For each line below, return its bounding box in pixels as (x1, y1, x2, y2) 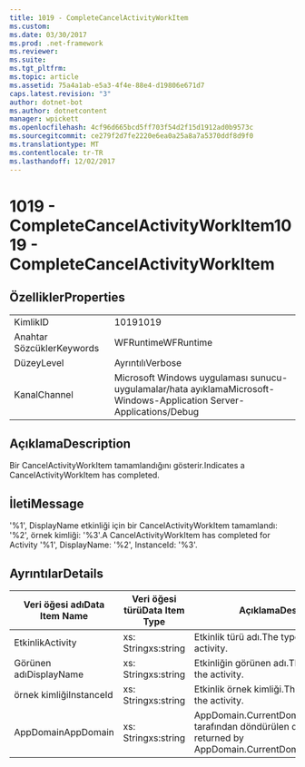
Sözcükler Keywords (14, 341, 100, 354)
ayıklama (190, 382, 229, 395)
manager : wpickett (9, 114, 79, 123)
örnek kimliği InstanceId (14, 688, 113, 701)
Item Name (39, 609, 89, 622)
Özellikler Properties (9, 290, 125, 305)
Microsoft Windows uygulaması (113, 371, 249, 384)
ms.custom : (9, 22, 51, 31)
